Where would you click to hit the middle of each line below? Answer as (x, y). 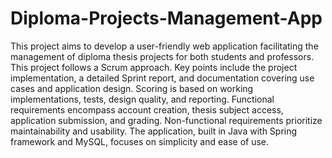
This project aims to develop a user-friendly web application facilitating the (164, 46)
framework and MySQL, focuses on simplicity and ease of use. (140, 141)
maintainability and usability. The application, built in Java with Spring (154, 131)
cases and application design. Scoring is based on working (132, 88)
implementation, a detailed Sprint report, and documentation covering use (162, 78)
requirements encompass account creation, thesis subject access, (147, 109)
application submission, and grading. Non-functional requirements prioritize (166, 120)
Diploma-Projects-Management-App (166, 18)
